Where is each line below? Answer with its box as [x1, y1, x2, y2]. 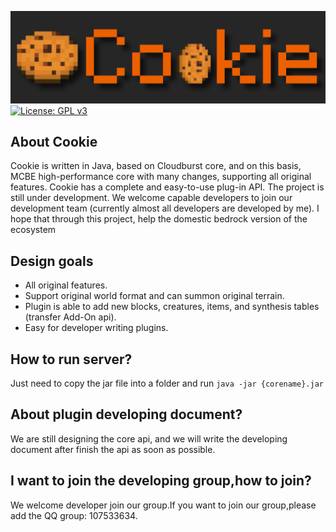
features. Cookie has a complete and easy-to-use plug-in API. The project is [10, 181, 325, 193]
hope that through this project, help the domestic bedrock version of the [10, 213, 308, 225]
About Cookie [10, 134, 98, 151]
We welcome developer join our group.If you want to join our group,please [10, 499, 317, 511]
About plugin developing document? [10, 406, 243, 423]
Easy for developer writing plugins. [24, 322, 169, 334]
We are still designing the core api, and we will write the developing [10, 432, 288, 445]
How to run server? [10, 351, 133, 368]
